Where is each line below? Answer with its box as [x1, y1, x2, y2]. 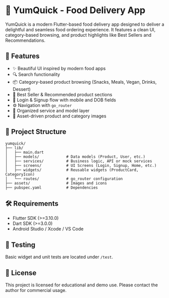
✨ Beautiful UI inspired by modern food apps [12, 65, 106, 71]
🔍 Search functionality [12, 71, 61, 77]
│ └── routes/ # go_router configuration [5, 176, 123, 181]
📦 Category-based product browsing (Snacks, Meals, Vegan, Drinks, [12, 79, 157, 85]
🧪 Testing [5, 241, 36, 249]
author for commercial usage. [5, 287, 67, 293]
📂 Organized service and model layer [12, 107, 90, 113]
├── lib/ [5, 145, 24, 150]
